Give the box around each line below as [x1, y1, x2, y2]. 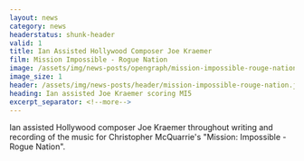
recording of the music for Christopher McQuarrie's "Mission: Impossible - [9, 132, 287, 143]
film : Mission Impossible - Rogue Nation [9, 55, 168, 64]
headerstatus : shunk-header [9, 30, 116, 39]
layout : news [9, 13, 59, 23]
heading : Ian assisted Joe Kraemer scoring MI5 [9, 89, 193, 98]
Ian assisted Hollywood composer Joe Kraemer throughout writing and [9, 122, 273, 133]
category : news [9, 22, 67, 31]
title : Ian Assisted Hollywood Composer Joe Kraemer [9, 47, 213, 56]
